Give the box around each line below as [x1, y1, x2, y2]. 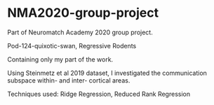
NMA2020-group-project [7, 5, 159, 21]
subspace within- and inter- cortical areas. [7, 76, 131, 85]
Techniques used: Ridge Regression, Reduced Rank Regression [7, 90, 191, 98]
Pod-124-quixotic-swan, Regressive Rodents [7, 41, 137, 50]
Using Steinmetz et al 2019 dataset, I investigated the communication [7, 69, 207, 77]
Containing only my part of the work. [7, 55, 114, 64]
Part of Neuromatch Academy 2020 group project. [7, 28, 153, 36]
